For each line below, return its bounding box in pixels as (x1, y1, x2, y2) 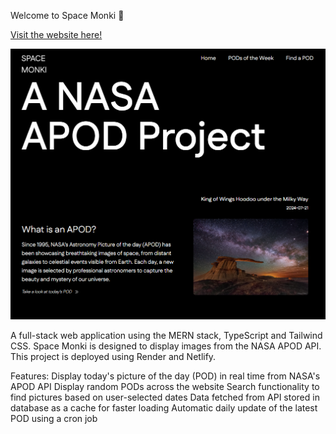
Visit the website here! (10, 29, 103, 40)
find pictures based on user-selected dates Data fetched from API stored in (10, 391, 320, 403)
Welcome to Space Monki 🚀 (10, 10, 125, 21)
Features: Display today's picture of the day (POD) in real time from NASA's (10, 370, 321, 382)
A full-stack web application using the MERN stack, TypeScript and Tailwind (10, 329, 323, 341)
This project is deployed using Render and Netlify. (10, 350, 217, 362)
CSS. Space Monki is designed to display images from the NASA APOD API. (10, 340, 322, 352)
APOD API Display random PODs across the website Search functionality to (10, 380, 320, 392)
